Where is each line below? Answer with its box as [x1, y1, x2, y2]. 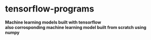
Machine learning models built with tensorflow [5, 19, 101, 25]
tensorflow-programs [5, 3, 95, 14]
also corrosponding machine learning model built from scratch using [5, 24, 147, 30]
